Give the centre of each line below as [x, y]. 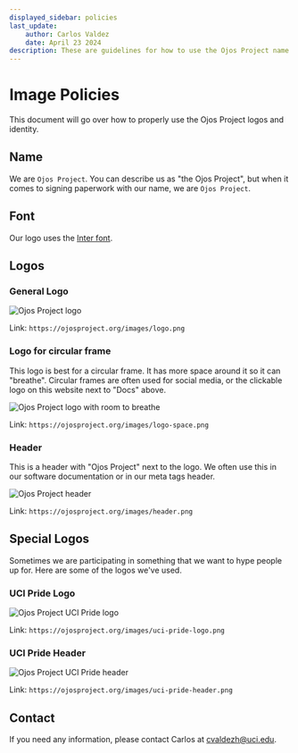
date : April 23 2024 [63, 42]
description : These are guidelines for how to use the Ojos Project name [149, 51]
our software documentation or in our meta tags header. [112, 476]
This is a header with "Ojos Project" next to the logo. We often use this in [143, 466]
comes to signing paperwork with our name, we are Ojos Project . [130, 188]
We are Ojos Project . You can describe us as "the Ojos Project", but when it [149, 179]
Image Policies [65, 95]
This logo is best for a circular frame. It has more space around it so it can [145, 371]
